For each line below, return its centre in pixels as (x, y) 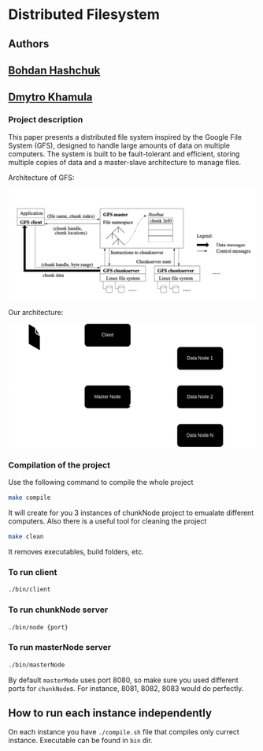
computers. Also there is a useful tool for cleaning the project (107, 521)
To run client (33, 573)
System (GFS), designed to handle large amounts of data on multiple (119, 145)
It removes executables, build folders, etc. (76, 552)
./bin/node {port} (38, 627)
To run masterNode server (60, 648)
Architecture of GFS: (41, 177)
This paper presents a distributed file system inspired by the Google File (125, 137)
